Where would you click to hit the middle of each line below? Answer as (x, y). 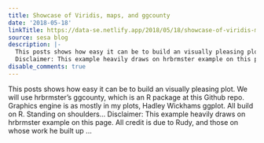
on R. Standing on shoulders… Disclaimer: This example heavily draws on (127, 114)
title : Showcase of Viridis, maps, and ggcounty (89, 15)
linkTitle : (26, 30)
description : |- (35, 45)
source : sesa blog (38, 37)
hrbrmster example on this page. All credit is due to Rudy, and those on (123, 122)
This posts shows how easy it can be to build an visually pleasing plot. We (128, 89)
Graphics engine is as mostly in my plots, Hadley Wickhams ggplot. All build (131, 105)
